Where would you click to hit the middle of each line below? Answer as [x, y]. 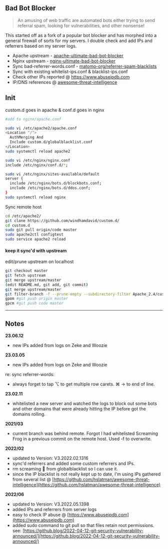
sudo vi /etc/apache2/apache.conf [41, 128]
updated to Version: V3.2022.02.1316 [50, 458]
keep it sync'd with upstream [36, 250]
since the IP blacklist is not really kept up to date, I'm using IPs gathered [86, 474]
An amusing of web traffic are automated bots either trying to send [86, 20]
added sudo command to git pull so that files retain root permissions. [83, 525]
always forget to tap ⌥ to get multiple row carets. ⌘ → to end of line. [83, 384]
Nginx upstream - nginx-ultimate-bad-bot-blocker [64, 61]
